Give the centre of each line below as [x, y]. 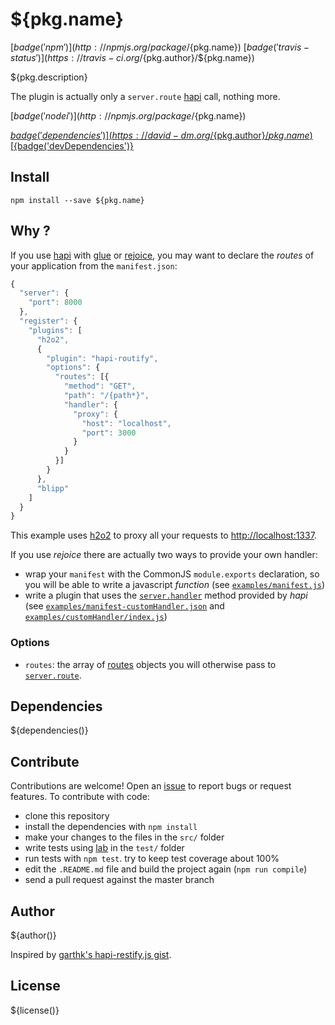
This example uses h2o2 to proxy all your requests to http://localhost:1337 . [163, 535]
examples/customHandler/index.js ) [96, 617]
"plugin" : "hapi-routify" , [102, 358]
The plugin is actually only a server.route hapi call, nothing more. [145, 96]
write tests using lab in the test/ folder [104, 848]
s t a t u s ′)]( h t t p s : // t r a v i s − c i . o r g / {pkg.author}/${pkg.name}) [132, 57]
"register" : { [48, 321]
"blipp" [53, 488]
